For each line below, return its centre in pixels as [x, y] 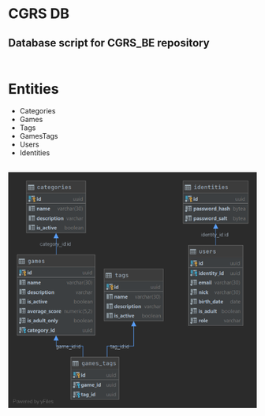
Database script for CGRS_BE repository [109, 43]
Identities [35, 152]
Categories [37, 110]
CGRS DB [39, 14]
